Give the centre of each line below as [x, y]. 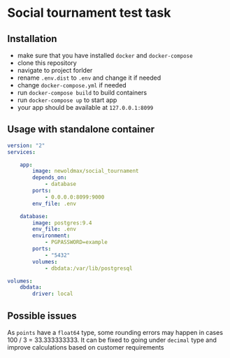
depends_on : [50, 178]
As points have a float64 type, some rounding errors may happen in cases [115, 332]
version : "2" [26, 145]
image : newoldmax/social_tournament [86, 171]
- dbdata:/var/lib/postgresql [88, 268]
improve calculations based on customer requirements [86, 347]
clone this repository [47, 63]
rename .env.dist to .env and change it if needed [89, 78]
